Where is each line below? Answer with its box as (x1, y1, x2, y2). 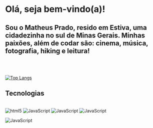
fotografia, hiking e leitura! (5, 46, 90, 55)
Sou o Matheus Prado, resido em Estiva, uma (5, 23, 147, 32)
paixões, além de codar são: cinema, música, (5, 39, 148, 47)
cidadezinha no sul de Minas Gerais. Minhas (5, 31, 145, 39)
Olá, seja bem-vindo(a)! (5, 3, 105, 15)
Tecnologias (5, 89, 44, 98)
